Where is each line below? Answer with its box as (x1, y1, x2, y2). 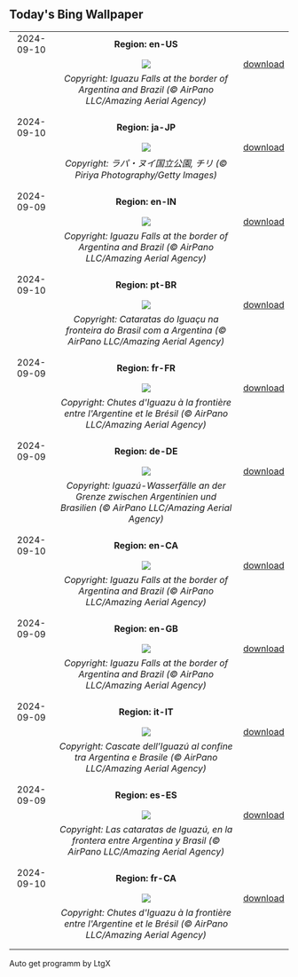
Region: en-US (114, 37, 179, 50)
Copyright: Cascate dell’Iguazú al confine (59, 740, 233, 752)
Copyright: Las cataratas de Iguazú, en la (59, 823, 233, 835)
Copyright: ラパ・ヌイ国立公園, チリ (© (65, 157, 228, 169)
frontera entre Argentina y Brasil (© (72, 834, 221, 847)
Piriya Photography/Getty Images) (74, 169, 217, 181)
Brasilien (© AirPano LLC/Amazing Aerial (60, 501, 232, 514)
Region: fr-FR (116, 361, 176, 374)
